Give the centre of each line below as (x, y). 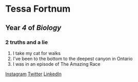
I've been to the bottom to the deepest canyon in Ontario (73, 59)
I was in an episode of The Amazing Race (56, 64)
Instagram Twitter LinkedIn (33, 74)
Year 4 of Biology (33, 28)
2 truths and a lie (27, 42)
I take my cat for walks (37, 53)
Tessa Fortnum (38, 9)
